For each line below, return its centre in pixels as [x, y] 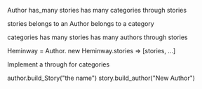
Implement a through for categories [59, 64]
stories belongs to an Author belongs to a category [81, 23]
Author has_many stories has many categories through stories [97, 10]
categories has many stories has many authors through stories [97, 37]
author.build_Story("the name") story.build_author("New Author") [101, 78]
